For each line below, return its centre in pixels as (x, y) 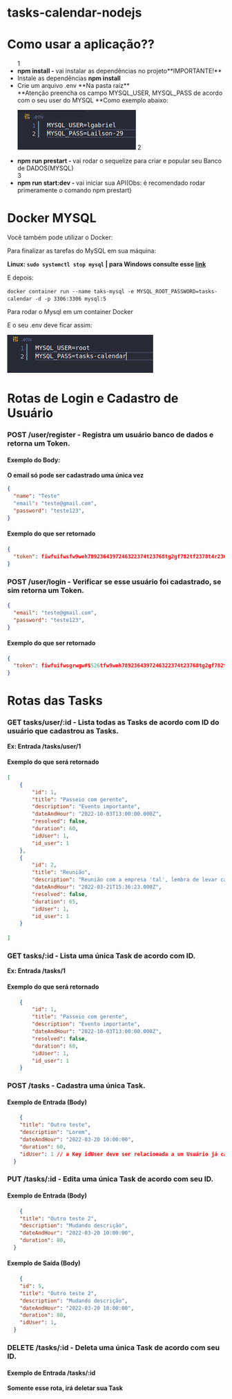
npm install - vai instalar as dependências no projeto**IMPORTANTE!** (119, 71)
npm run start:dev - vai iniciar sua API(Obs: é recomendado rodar (111, 183)
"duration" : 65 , (55, 902)
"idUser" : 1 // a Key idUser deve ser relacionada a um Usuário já (119, 1154)
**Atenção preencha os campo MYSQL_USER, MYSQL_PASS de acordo (120, 93)
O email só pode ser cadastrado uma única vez (76, 475)
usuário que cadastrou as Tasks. (63, 731)
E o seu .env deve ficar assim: (50, 325)
